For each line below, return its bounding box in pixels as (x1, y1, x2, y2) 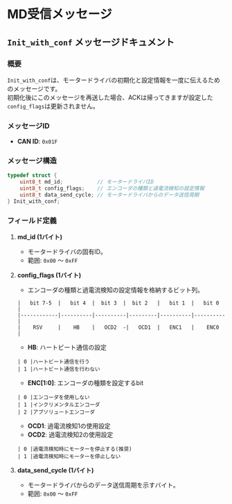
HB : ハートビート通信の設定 (27, 343, 107, 352)
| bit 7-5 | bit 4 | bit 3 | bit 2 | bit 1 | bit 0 (17, 300, 220, 307)
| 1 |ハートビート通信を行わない (17, 366, 100, 373)
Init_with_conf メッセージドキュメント (7, 36, 175, 48)
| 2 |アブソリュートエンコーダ (17, 409, 96, 416)
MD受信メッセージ (7, 6, 112, 22)
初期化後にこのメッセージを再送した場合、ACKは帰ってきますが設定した (7, 93, 213, 101)
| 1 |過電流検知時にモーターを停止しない (17, 453, 121, 460)
